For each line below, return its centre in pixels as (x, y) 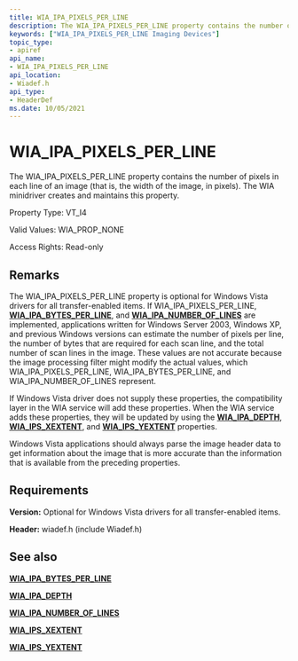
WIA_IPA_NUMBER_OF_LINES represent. (83, 381)
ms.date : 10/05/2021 (47, 108)
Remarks (35, 275)
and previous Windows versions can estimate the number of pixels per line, (147, 334)
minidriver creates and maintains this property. (94, 195)
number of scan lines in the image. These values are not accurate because (145, 353)
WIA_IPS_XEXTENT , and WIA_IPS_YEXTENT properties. (113, 426)
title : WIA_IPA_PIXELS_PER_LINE (69, 17)
